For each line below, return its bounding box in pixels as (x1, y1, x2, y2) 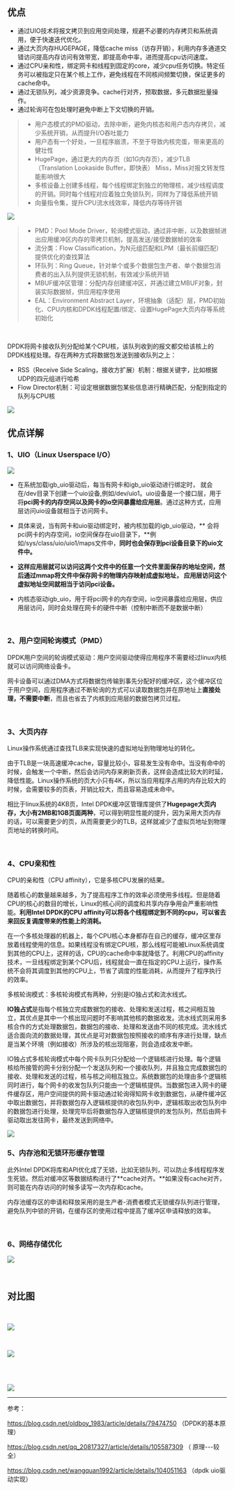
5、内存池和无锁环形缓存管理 (7, 1148, 104, 1158)
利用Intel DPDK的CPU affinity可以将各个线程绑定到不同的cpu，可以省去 (19, 908, 226, 917)
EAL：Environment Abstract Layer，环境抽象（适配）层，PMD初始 (34, 296, 226, 304)
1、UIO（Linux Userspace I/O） (7, 450, 115, 459)
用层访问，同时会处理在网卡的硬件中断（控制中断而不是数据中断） (17, 603, 207, 612)
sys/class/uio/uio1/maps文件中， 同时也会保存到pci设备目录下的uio (25, 538, 217, 547)
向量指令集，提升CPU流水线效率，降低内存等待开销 (34, 198, 182, 207)
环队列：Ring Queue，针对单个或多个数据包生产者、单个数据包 (34, 261, 215, 270)
